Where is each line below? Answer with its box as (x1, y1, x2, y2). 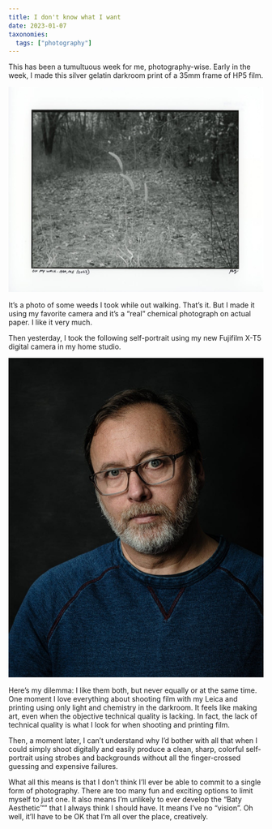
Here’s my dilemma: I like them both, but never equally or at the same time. (8, 685, 257, 695)
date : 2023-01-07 (8, 21, 67, 30)
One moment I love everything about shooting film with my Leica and (8, 694, 238, 704)
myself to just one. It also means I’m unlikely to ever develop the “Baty (8, 795, 243, 805)
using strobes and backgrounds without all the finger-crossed (35, 753, 241, 762)
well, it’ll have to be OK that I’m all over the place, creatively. (8, 812, 209, 822)
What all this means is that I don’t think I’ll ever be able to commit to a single (8, 777, 261, 787)
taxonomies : (8, 30, 49, 38)
